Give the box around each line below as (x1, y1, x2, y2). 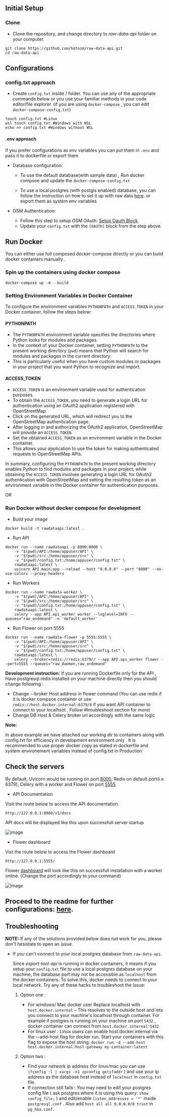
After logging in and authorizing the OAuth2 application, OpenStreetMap (12, 424, 163, 430)
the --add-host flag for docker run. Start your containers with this (27, 1034, 164, 1040)
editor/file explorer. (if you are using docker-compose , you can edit (12, 101, 150, 108)
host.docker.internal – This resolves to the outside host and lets (27, 1007, 163, 1013)
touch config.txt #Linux (5, 116, 58, 122)
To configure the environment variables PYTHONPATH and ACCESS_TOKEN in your (5, 303, 164, 310)
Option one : (20, 992, 46, 998)
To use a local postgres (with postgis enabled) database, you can (20, 187, 156, 193)
